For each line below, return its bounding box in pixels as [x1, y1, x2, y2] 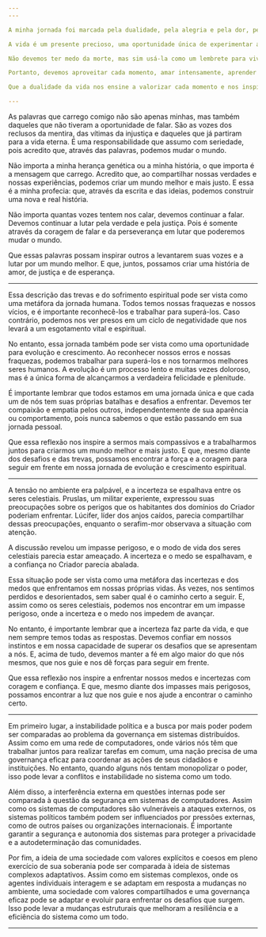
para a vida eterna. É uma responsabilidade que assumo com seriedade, [8, 137, 244, 147]
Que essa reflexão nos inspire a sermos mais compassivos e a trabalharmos [8, 438, 257, 446]
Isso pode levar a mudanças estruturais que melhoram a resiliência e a [8, 904, 239, 912]
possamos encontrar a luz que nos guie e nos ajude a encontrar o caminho [8, 690, 253, 699]
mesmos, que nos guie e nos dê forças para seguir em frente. [8, 658, 210, 667]
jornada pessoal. [8, 422, 63, 431]
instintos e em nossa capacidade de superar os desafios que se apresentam [8, 641, 257, 650]
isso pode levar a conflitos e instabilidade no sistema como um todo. [8, 772, 232, 781]
